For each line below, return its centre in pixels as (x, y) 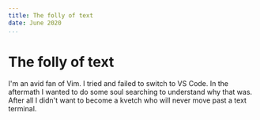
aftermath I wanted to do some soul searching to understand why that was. (130, 92)
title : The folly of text (51, 15)
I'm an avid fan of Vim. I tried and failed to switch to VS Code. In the (119, 84)
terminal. (23, 109)
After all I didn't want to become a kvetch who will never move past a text (128, 100)
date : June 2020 (35, 23)
